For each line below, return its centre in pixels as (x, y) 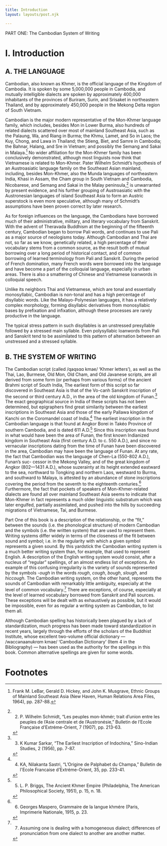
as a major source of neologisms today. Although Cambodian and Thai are (81, 237)
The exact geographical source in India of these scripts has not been (76, 402)
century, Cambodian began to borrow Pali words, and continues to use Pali (82, 232)
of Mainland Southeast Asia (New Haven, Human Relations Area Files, (83, 696)
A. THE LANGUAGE (35, 72)
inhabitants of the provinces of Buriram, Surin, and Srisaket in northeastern (82, 99)
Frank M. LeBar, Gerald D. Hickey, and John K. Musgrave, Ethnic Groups (86, 691)
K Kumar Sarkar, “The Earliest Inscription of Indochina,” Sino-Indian (89, 743)
